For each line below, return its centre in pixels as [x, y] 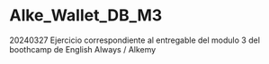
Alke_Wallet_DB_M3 [86, 16]
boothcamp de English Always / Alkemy [83, 49]
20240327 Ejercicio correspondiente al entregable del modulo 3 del [135, 40]
